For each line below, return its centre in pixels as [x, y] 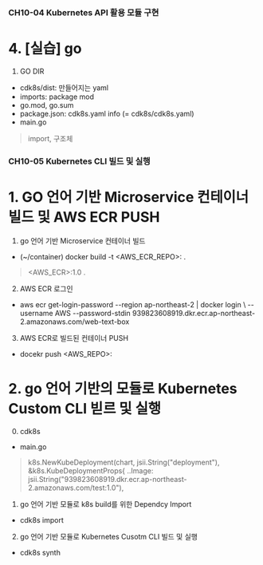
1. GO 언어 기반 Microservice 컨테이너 [129, 197]
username [36, 313]
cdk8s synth [40, 552]
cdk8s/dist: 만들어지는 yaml [64, 87]
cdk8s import [41, 520]
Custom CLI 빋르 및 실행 [85, 408]
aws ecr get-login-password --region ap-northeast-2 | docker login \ [133, 304]
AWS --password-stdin [93, 313]
